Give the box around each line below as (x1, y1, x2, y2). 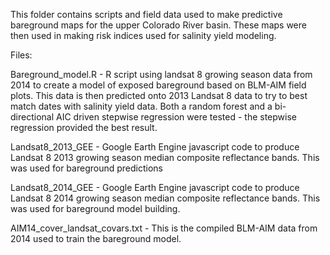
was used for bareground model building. (10, 203, 181, 214)
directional (10, 111, 55, 123)
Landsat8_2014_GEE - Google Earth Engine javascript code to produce (10, 182, 300, 193)
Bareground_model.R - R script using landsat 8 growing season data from (10, 69, 313, 80)
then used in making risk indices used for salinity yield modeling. (10, 30, 277, 41)
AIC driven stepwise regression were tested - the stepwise (55, 111, 297, 123)
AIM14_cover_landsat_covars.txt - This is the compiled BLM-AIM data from (10, 222, 318, 234)
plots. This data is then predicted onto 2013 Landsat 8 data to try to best (10, 90, 308, 101)
